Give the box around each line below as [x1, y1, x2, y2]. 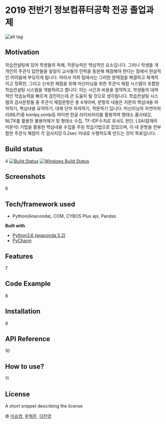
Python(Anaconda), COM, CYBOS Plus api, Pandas [12, 213, 116, 219]
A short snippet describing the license [5, 403, 83, 409]
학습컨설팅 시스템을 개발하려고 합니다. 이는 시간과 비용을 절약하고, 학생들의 [5, 86, 150, 92]
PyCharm [12, 238, 32, 244]
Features [5, 252, 33, 261]
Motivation [5, 48, 40, 57]
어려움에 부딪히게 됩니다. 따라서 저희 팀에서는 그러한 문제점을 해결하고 [10, 74, 145, 80]
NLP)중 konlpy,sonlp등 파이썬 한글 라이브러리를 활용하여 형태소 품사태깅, [10, 111, 153, 117]
